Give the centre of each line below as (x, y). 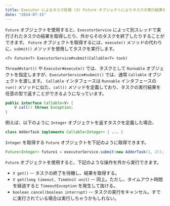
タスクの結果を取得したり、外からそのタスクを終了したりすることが (94, 36)
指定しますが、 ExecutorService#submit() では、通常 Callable (82, 74)
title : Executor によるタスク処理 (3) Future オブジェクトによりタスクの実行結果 (84, 10)
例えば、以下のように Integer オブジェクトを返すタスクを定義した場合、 (81, 123)
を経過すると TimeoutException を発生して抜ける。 (65, 185)
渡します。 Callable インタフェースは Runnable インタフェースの (90, 81)
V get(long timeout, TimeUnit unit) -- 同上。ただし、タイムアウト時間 (88, 179)
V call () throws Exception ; (44, 108)
